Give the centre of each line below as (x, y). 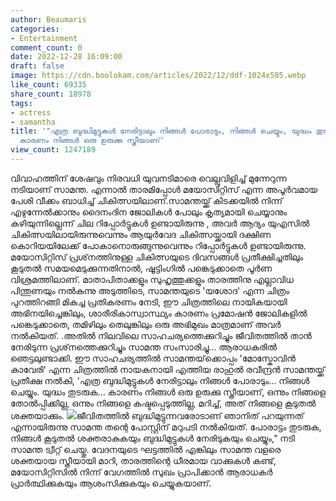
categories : (35, 29)
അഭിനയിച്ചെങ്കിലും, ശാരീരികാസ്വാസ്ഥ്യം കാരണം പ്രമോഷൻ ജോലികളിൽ (159, 313)
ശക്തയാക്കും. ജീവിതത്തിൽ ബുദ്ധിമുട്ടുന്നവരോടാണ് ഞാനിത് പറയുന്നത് (157, 415)
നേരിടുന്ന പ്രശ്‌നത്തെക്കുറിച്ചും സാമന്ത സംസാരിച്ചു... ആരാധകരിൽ (144, 347)
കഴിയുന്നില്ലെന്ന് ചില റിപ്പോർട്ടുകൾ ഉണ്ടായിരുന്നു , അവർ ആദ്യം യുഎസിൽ (160, 223)
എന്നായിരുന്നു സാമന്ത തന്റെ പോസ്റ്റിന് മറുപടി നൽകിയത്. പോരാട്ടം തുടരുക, (166, 427)
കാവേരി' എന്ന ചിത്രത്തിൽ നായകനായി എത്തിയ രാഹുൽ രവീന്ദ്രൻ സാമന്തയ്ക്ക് (167, 369)
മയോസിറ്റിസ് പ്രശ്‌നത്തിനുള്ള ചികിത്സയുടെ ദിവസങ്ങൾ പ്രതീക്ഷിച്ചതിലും (157, 257)
